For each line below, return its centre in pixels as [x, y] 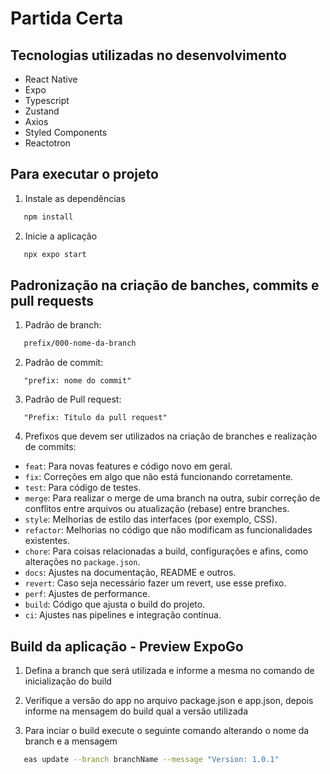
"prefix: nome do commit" [77, 381]
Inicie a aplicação [61, 236]
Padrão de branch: [63, 325]
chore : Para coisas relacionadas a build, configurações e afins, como [166, 551]
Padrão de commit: [64, 363]
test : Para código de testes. [83, 488]
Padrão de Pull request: [73, 399]
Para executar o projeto [84, 174]
